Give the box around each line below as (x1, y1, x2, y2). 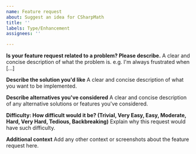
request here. (6, 142, 39, 149)
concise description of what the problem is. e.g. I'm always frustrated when (6, 59, 190, 66)
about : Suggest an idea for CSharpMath (6, 14, 104, 20)
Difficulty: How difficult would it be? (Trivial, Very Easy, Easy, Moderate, (6, 112, 187, 119)
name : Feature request (6, 8, 62, 15)
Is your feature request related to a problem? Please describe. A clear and (6, 52, 190, 59)
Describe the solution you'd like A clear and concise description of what (6, 76, 184, 84)
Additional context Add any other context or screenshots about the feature (6, 136, 190, 143)
